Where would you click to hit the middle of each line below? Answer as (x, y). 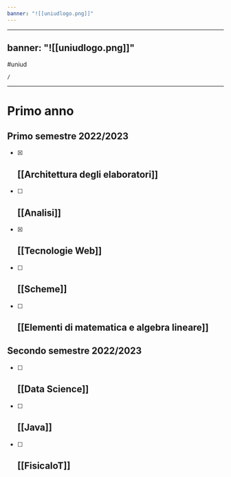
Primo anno (41, 111)
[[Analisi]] (39, 213)
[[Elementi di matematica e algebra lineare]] (113, 328)
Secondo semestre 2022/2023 (75, 351)
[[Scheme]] (42, 289)
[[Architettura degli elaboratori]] (87, 174)
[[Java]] (35, 428)
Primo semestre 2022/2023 (68, 136)
